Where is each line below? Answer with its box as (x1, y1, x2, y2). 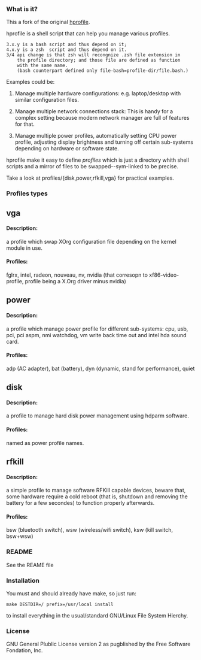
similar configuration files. (14, 96, 80, 104)
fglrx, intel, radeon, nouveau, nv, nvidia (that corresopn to (6, 271, 148, 278)
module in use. (6, 244, 43, 252)
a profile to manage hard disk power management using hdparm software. (6, 412, 190, 419)
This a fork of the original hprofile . (6, 19, 90, 26)
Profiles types (6, 189, 48, 198)
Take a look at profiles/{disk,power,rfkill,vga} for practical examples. (6, 174, 175, 181)
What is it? (6, 5, 38, 13)
